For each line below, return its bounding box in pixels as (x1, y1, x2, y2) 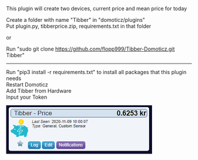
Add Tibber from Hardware (6, 88, 72, 94)
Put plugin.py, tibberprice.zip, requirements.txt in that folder (6, 23, 151, 29)
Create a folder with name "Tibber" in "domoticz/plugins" (6, 16, 146, 23)
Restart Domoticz (6, 81, 48, 88)
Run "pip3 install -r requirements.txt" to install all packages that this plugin (6, 69, 187, 75)
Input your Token (6, 94, 48, 101)
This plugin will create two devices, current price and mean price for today (6, 5, 187, 12)
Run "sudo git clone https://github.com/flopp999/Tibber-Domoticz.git (6, 45, 175, 52)
